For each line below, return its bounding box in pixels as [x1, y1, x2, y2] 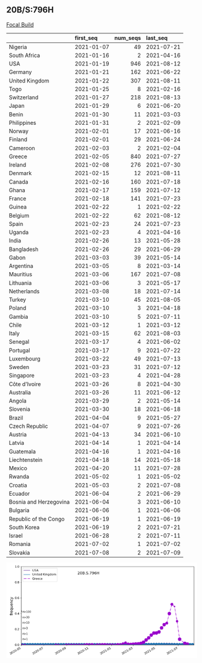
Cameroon [8, 144, 35, 152]
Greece [8, 153, 27, 160]
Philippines [8, 119, 36, 126]
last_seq [146, 35, 168, 42]
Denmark [8, 170, 32, 177]
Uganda [8, 228, 29, 236]
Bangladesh [8, 245, 39, 253]
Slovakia [8, 548, 30, 556]
